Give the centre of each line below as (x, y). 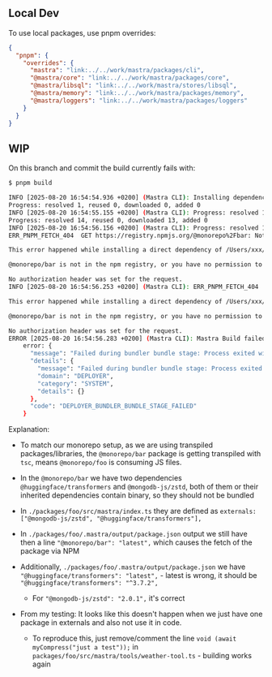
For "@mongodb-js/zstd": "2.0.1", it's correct (108, 598)
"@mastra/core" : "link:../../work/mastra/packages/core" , (130, 78)
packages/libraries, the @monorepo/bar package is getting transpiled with (140, 454)
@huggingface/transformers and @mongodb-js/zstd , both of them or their (139, 487)
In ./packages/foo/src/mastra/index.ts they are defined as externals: (138, 511)
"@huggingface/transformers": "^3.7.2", (89, 584)
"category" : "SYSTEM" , (76, 384)
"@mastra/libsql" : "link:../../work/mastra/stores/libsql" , (133, 86)
